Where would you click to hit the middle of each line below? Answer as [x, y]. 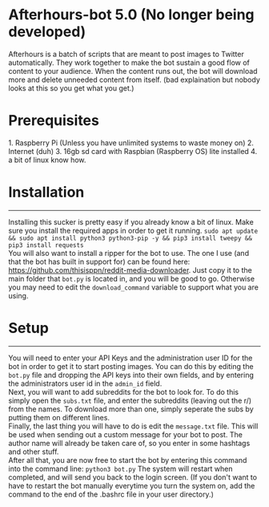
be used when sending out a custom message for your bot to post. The [125, 434]
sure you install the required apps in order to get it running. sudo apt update [133, 230]
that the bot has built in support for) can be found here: [99, 262]
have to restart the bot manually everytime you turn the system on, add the [132, 485]
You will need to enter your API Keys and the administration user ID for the [130, 358]
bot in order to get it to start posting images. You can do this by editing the [131, 366]
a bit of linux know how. [47, 160]
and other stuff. [34, 452]
